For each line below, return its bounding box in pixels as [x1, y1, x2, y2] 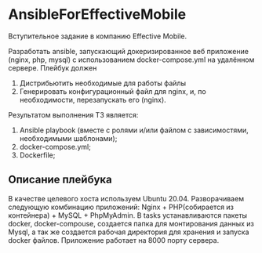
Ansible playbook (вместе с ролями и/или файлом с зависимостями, [19, 125, 249, 135]
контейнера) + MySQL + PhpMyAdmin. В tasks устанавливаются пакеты [8, 210, 248, 220]
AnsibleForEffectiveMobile [8, 5, 187, 23]
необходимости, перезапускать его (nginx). [19, 95, 166, 104]
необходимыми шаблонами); [19, 133, 118, 143]
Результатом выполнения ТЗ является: [8, 110, 139, 119]
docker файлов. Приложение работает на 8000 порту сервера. [8, 235, 220, 244]
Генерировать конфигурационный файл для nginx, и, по [19, 86, 206, 96]
